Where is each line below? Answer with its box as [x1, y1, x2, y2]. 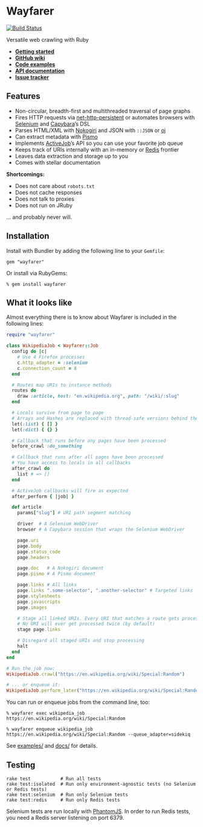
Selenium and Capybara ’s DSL [14, 120, 91, 127]
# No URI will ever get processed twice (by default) [17, 621, 155, 627]
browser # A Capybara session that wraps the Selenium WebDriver [17, 526, 185, 532]
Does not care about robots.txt [14, 182, 95, 189]
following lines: [6, 320, 44, 327]
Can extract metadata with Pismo [14, 133, 98, 140]
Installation [6, 231, 50, 241]
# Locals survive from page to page [11, 410, 104, 416]
